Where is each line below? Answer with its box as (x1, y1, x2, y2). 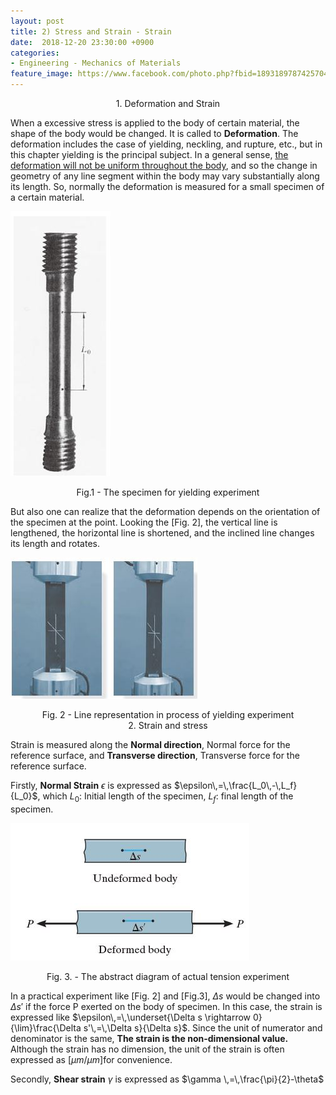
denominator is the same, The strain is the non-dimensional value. (10, 1032, 289, 1044)
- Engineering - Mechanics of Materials (10, 58, 182, 69)
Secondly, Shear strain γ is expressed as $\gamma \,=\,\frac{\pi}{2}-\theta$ (10, 1073, 325, 1085)
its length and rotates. (10, 538, 100, 549)
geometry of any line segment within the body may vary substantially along (10, 170, 320, 182)
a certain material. (10, 191, 85, 203)
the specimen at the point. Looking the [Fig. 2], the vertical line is (10, 516, 278, 528)
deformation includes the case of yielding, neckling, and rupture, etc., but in (10, 138, 323, 150)
